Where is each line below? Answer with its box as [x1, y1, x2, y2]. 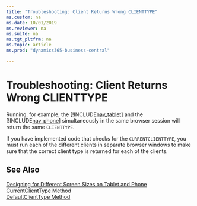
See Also [6, 165, 40, 175]
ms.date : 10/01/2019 [6, 20, 58, 26]
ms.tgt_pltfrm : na [6, 36, 52, 42]
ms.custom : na [6, 14, 42, 20]
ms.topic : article [6, 42, 52, 48]
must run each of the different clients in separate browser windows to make [6, 141, 191, 148]
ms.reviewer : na [6, 25, 46, 32]
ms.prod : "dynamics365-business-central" [6, 48, 110, 54]
